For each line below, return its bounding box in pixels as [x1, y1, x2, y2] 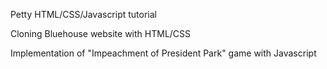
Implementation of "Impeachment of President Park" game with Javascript [10, 47, 317, 59]
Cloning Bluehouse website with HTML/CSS [10, 28, 192, 39]
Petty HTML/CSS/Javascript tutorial [10, 9, 158, 20]
